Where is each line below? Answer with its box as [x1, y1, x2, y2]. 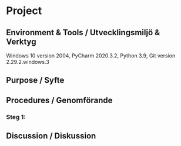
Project [6, 4, 42, 18]
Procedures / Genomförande [6, 95, 113, 105]
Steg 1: [6, 113, 26, 121]
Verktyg [6, 36, 36, 46]
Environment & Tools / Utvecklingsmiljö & [6, 28, 160, 38]
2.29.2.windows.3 [6, 59, 50, 65]
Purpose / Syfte [6, 75, 65, 86]
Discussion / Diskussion [6, 131, 96, 141]
